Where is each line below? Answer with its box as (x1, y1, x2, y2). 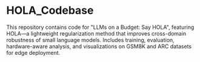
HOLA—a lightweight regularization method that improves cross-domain (6, 29, 187, 37)
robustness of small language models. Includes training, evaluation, (6, 36, 175, 43)
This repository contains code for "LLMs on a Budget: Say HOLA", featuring (6, 23, 195, 31)
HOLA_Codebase (6, 4, 94, 17)
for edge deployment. (6, 49, 61, 56)
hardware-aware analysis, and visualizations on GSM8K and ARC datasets (6, 43, 192, 50)
